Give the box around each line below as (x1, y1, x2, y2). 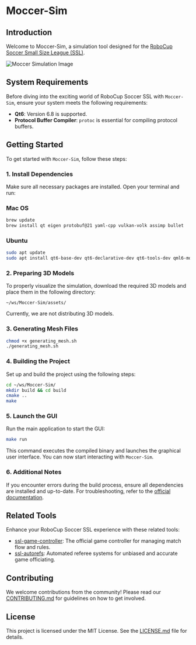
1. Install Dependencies (6, 170, 73, 178)
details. (6, 633, 24, 641)
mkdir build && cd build (6, 387, 66, 393)
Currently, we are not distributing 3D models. (6, 310, 114, 317)
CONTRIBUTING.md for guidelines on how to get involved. (6, 595, 146, 602)
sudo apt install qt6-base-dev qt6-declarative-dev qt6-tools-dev (6, 256, 171, 261)
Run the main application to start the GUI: (6, 425, 105, 432)
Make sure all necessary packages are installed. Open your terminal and (6, 183, 180, 190)
